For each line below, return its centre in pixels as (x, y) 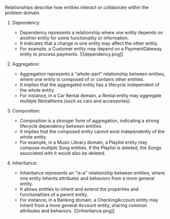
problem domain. (23, 13)
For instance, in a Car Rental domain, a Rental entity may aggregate (91, 95)
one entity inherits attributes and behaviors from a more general (87, 178)
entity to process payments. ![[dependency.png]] (71, 54)
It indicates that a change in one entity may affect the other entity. (89, 43)
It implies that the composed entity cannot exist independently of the (92, 131)
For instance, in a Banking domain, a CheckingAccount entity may (89, 200)
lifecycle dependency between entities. (61, 126)
